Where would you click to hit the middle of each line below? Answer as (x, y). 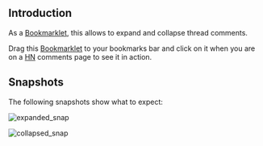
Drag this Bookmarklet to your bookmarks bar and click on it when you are (132, 48)
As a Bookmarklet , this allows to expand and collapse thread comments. (128, 32)
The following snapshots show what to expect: (86, 102)
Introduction (40, 13)
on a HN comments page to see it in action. (80, 56)
